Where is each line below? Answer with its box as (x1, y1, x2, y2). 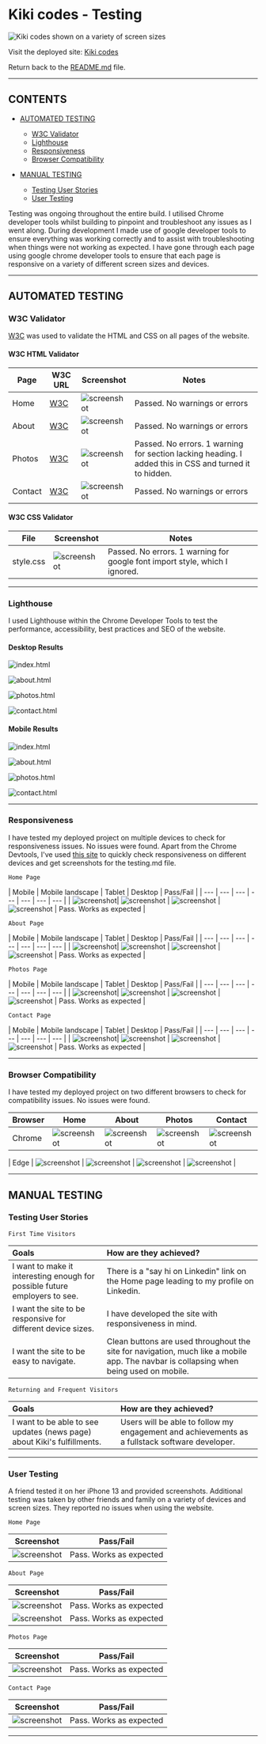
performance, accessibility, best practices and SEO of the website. (8, 624, 226, 634)
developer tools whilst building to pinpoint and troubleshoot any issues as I (8, 217, 252, 226)
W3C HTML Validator (8, 350, 79, 359)
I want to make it (12, 1261, 74, 1272)
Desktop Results (8, 643, 63, 652)
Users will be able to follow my (120, 1416, 234, 1427)
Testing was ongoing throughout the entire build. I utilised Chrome (8, 208, 224, 218)
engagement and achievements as (120, 1426, 249, 1437)
